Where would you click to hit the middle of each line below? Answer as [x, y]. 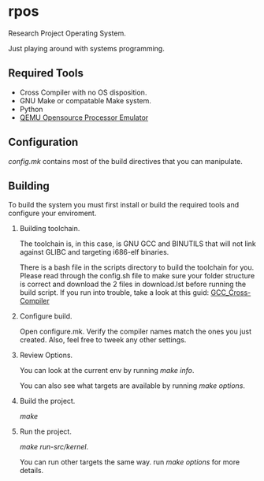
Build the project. [47, 401]
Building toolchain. [50, 229]
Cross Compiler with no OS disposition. [83, 92]
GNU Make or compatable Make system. [86, 100]
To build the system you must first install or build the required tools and [124, 205]
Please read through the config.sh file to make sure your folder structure [137, 276]
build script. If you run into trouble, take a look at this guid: [114, 293]
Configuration [43, 142]
